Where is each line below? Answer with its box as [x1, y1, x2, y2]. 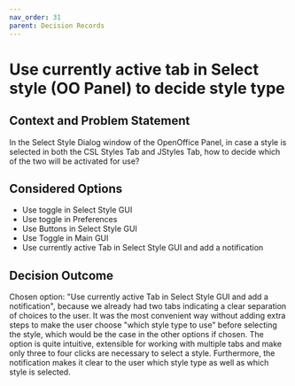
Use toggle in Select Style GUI [21, 205, 133, 215]
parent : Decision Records [9, 21, 105, 30]
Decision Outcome [9, 267, 113, 283]
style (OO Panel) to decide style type [9, 78, 285, 98]
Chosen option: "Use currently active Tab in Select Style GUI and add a [9, 291, 268, 302]
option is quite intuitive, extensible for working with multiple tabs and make [9, 338, 282, 350]
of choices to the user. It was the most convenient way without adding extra [9, 311, 286, 321]
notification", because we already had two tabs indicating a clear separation [9, 301, 287, 312]
